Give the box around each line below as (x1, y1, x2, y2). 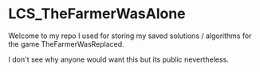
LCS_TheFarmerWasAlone (8, 5, 186, 23)
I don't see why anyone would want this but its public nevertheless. (8, 55, 229, 64)
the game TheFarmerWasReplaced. (8, 39, 125, 48)
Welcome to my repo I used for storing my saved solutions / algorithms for (8, 31, 252, 40)
